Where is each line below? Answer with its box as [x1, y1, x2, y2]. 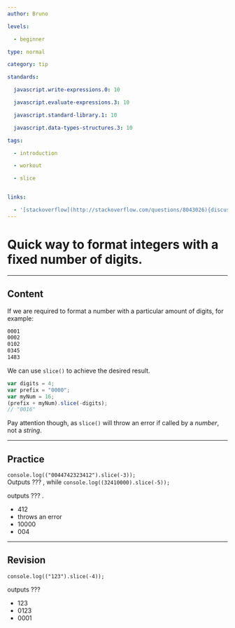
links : [7, 194, 27, 201]
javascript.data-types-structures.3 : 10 [13, 124, 133, 131]
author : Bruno [7, 10, 49, 18]
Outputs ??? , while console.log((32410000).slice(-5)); [7, 478, 170, 486]
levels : [7, 22, 30, 30]
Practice [7, 453, 45, 465]
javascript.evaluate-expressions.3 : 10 [13, 99, 130, 106]
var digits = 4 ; [7, 380, 55, 387]
